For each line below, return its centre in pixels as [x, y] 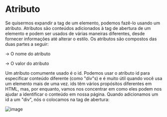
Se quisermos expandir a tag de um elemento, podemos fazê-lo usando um [83, 23]
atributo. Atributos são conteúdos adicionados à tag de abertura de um [78, 28]
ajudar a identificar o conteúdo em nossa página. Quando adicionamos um [82, 94]
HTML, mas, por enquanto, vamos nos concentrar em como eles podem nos [83, 89]
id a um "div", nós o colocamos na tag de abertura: [57, 99]
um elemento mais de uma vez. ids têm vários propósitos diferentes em [79, 84]
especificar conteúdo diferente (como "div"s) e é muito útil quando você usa [84, 78]
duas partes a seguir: [27, 44]
